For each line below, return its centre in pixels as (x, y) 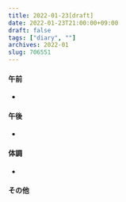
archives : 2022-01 (38, 45)
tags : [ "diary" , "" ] (42, 38)
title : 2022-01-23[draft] (51, 15)
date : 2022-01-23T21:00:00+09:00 (63, 23)
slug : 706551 (30, 52)
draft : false (30, 30)
